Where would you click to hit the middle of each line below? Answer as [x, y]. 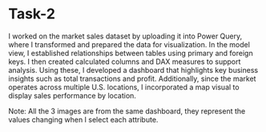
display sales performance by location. [72, 95]
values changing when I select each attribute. [83, 119]
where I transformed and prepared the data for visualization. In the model [129, 44]
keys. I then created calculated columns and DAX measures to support [125, 62]
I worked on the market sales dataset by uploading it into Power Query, [125, 36]
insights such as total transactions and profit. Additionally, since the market [132, 78]
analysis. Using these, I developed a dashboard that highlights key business [133, 70]
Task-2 [32, 14]
